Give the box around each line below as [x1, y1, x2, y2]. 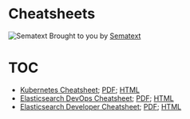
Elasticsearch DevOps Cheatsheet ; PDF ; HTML [19, 93, 174, 103]
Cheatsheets [8, 5, 96, 23]
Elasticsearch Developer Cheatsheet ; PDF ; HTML [19, 102, 182, 111]
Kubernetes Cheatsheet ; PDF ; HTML [19, 85, 140, 94]
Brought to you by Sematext [49, 31, 141, 40]
